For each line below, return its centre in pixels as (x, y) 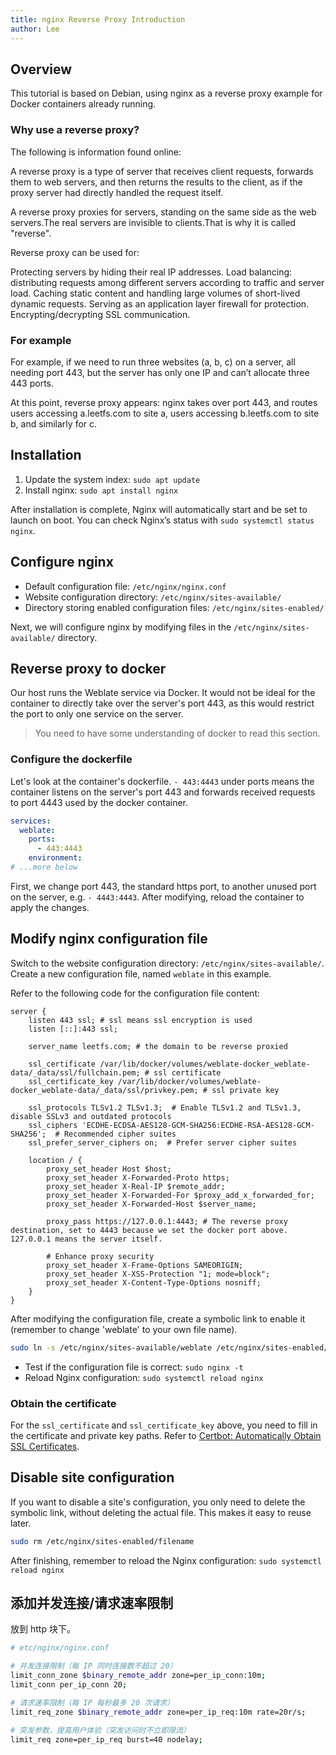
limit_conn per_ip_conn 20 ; (69, 1685)
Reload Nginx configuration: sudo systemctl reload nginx (144, 1377)
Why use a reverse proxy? (75, 130)
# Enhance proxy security (100, 1256)
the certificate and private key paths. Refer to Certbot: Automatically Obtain (166, 1435)
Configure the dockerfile (71, 759)
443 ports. (32, 383)
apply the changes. (50, 907)
